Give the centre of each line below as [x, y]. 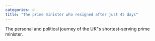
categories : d [20, 10]
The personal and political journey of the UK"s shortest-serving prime [77, 28]
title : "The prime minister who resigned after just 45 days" [72, 14]
